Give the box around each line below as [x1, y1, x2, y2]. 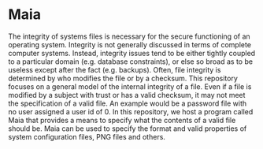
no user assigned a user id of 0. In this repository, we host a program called [8, 106, 254, 116]
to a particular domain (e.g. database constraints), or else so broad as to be [8, 57, 254, 66]
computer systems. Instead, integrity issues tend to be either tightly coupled [8, 48, 256, 58]
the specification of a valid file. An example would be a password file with [8, 99, 247, 108]
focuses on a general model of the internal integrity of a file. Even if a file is [8, 81, 252, 91]
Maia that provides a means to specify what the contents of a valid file [8, 115, 236, 125]
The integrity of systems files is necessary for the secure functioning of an [8, 32, 250, 41]
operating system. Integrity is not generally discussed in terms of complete [8, 39, 252, 49]
